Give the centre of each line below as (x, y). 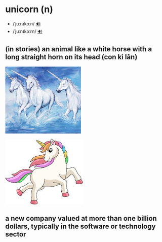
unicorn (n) (29, 9)
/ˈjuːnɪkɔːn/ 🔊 (27, 23)
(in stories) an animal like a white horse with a (79, 49)
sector (16, 234)
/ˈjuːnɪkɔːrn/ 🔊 (27, 31)
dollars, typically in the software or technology (80, 227)
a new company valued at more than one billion (81, 218)
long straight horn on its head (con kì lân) (71, 57)
